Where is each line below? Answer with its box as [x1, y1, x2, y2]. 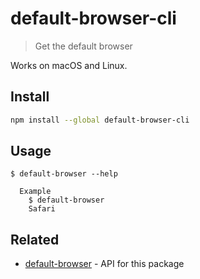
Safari [28, 204, 56, 214]
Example [19, 187, 52, 197]
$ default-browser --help [10, 169, 118, 179]
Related [10, 231, 60, 248]
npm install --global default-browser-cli [10, 115, 190, 125]
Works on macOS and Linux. [10, 59, 128, 71]
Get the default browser [34, 40, 133, 52]
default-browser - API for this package [24, 258, 185, 270]
